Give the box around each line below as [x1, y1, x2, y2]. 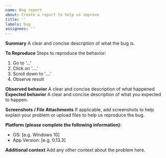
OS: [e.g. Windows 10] [12, 132, 60, 138]
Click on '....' [12, 66, 39, 72]
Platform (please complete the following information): [5, 122, 122, 128]
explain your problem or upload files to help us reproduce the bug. [5, 112, 145, 118]
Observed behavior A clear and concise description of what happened [5, 86, 155, 92]
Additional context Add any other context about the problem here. [5, 147, 146, 153]
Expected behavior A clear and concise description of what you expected [5, 91, 161, 98]
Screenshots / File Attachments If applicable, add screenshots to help [5, 107, 154, 113]
